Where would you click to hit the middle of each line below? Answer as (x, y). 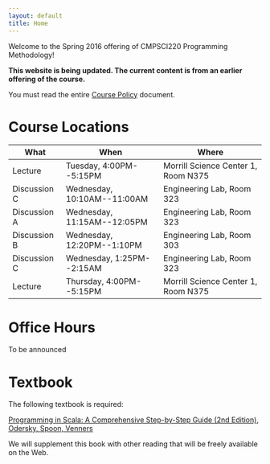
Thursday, (85, 281)
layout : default (35, 16)
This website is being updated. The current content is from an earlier (125, 70)
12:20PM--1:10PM (104, 245)
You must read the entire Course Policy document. (92, 94)
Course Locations (69, 127)
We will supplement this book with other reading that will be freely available (133, 444)
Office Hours (52, 327)
